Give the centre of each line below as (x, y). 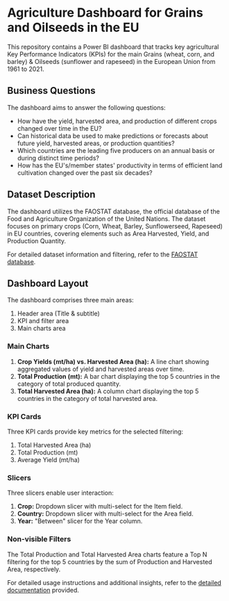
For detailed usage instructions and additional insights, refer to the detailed (114, 582)
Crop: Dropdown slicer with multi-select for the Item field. (100, 507)
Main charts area (41, 329)
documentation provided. (43, 590)
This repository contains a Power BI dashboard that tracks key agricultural (113, 47)
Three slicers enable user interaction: (61, 493)
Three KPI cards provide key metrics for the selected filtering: (95, 431)
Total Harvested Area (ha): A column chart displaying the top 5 (108, 391)
